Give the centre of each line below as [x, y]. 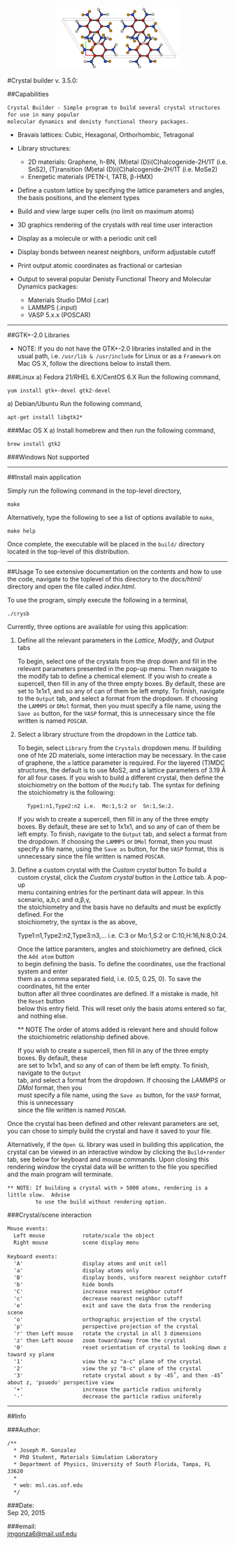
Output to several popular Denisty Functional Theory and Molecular [114, 279]
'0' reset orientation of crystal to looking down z [120, 1348]
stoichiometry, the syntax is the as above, [77, 922]
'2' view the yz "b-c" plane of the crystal [107, 1369]
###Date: [21, 1505]
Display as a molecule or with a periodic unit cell [87, 238]
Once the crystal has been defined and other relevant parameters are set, [113, 1123]
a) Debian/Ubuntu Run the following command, [75, 404]
